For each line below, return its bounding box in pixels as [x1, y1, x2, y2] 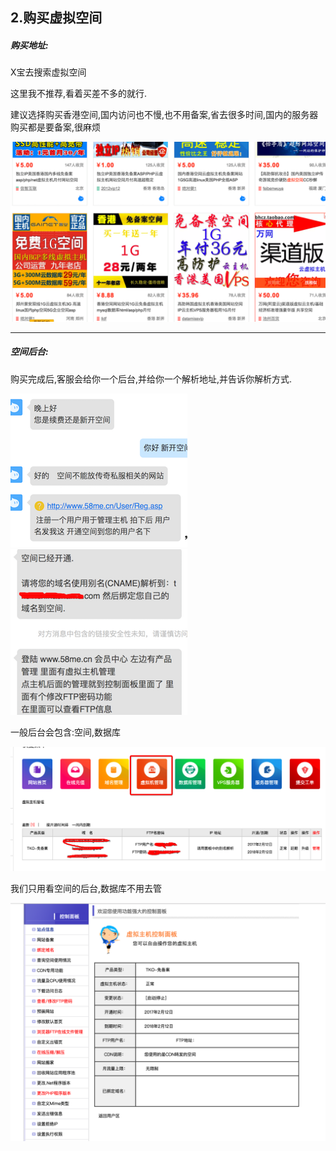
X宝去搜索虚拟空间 [10, 66, 87, 78]
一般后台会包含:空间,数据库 [10, 726, 122, 738]
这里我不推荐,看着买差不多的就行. [10, 88, 148, 100]
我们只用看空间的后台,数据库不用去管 [10, 883, 163, 895]
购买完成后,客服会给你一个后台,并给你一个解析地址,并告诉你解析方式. [10, 373, 293, 385]
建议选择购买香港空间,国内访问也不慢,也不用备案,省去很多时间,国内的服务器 [10, 109, 319, 121]
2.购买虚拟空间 [10, 9, 103, 27]
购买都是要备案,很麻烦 [10, 121, 102, 133]
